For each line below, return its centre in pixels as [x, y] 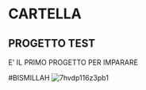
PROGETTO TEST [52, 43]
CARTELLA [45, 14]
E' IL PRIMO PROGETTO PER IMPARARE [73, 62]
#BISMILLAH [29, 78]
